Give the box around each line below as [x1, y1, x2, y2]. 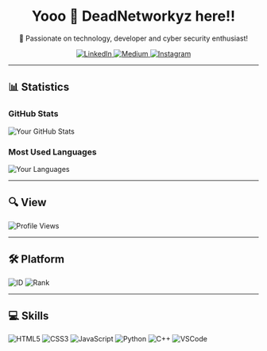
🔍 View [8, 196, 47, 209]
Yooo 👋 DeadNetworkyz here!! [31, 7, 236, 25]
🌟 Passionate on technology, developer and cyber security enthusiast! [18, 33, 249, 43]
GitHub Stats [8, 108, 59, 119]
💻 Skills [8, 309, 49, 322]
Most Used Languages [8, 146, 97, 158]
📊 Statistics [8, 80, 70, 94]
